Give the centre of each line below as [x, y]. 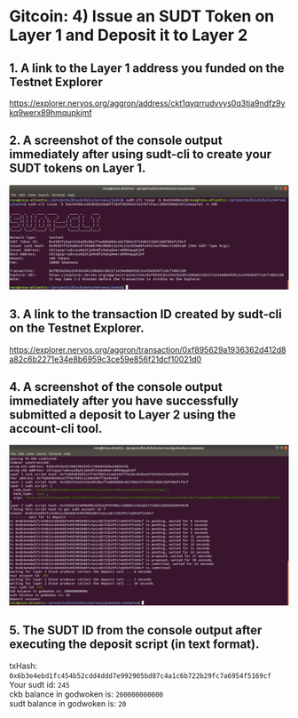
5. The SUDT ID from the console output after [136, 630]
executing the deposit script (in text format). [134, 645]
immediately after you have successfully [124, 401]
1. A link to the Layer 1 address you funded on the [147, 68]
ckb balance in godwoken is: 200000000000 [86, 694]
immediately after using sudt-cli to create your [141, 154]
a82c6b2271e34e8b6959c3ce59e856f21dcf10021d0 [106, 359]
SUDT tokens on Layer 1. [78, 168]
